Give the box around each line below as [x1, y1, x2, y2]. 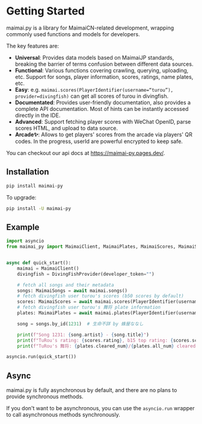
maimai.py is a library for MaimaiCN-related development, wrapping [6, 24, 174, 31]
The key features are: [6, 42, 59, 49]
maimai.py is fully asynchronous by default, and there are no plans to [6, 387, 177, 394]
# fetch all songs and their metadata [17, 282, 114, 288]
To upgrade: [6, 194, 37, 201]
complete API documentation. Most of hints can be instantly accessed [14, 105, 189, 112]
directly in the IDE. [14, 112, 61, 119]
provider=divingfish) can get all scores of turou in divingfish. [14, 92, 169, 100]
